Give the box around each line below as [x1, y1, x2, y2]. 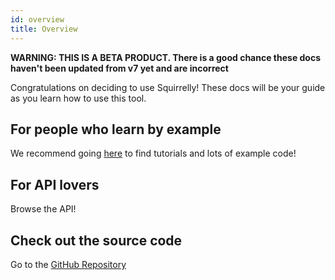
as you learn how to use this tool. [10, 92, 147, 104]
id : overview [10, 14, 65, 25]
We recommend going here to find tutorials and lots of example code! [10, 147, 297, 160]
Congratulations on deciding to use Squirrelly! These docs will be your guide [10, 81, 326, 93]
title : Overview [10, 24, 78, 34]
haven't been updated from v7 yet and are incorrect [10, 62, 229, 74]
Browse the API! [10, 203, 77, 215]
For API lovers [10, 176, 100, 193]
